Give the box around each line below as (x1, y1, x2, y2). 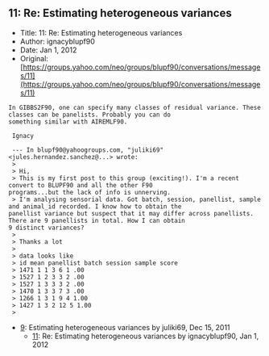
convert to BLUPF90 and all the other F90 (8, 181, 153, 189)
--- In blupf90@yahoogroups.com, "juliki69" (11, 145, 163, 154)
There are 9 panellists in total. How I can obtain (8, 216, 185, 224)
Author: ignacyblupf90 (19, 36, 95, 46)
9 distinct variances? (8, 224, 85, 232)
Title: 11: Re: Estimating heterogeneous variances (19, 27, 183, 37)
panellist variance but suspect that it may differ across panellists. (8, 209, 254, 217)
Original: (19, 53, 48, 63)
